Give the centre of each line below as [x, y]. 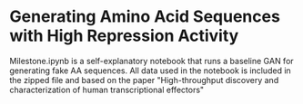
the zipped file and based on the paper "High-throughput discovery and [144, 80]
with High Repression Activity [124, 36]
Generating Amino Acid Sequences [145, 17]
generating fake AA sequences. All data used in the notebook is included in [150, 71]
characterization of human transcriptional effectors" [107, 90]
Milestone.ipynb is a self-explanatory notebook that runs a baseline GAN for [151, 61]
